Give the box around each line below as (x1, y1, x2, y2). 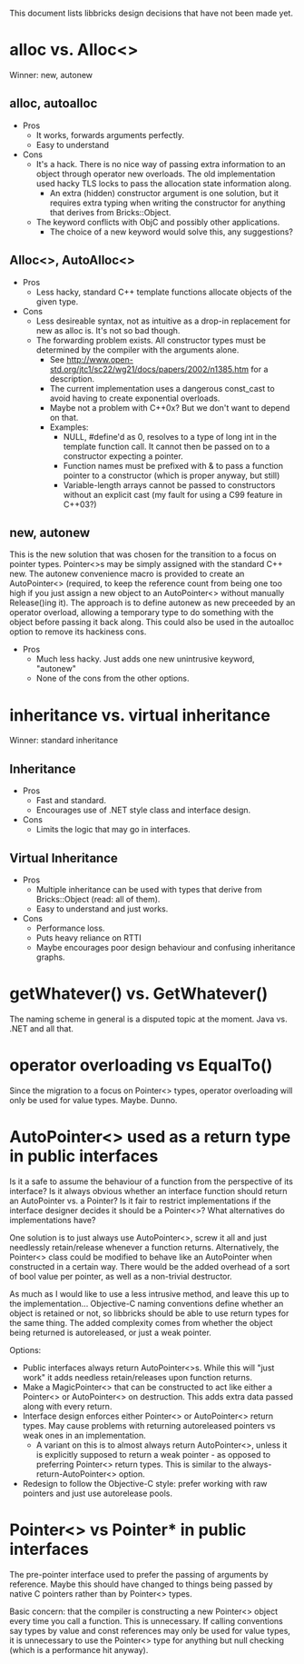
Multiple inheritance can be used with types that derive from (35, 883, 262, 894)
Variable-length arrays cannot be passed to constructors (63, 479, 276, 490)
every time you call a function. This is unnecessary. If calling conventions (9, 1615, 283, 1626)
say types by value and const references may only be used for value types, (9, 1625, 290, 1636)
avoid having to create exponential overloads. (49, 393, 221, 404)
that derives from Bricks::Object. (49, 206, 172, 217)
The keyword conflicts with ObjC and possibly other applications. (35, 216, 280, 227)
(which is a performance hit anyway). (9, 1644, 149, 1655)
